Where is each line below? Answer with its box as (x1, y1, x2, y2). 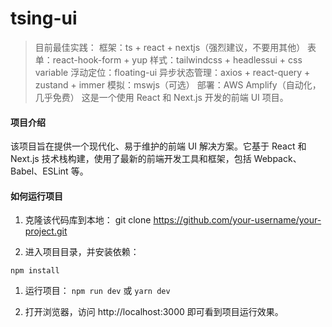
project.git (24, 225, 68, 237)
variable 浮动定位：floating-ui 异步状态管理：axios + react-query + (34, 66, 311, 78)
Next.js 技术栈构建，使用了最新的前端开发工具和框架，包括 (10, 153, 252, 165)
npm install (10, 266, 60, 276)
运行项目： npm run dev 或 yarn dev (24, 285, 171, 297)
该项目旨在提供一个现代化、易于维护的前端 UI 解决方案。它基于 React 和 (10, 140, 307, 152)
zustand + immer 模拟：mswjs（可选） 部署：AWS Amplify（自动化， (34, 78, 322, 91)
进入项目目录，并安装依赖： (24, 246, 140, 258)
